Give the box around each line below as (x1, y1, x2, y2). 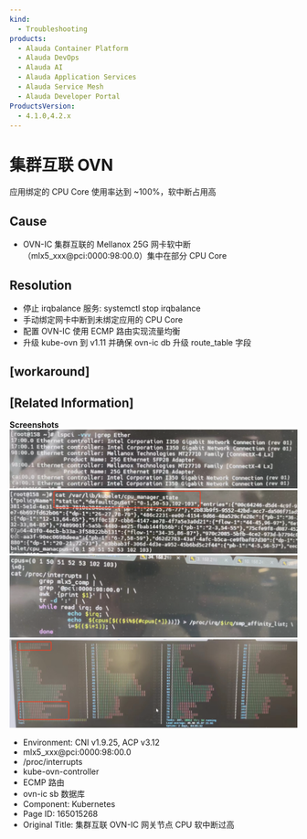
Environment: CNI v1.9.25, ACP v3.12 (22, 737, 160, 749)
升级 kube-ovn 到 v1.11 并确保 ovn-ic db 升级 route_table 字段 (22, 336, 251, 347)
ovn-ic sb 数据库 (22, 789, 85, 800)
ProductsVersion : (9, 101, 76, 111)
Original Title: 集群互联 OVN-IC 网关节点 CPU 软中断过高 (22, 819, 235, 831)
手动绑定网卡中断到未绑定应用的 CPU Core (22, 313, 184, 324)
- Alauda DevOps (17, 53, 79, 63)
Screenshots (9, 419, 59, 430)
